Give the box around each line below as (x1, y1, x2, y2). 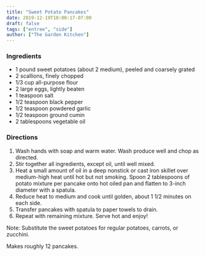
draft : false (6, 20, 40, 26)
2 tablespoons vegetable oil (15, 118, 86, 126)
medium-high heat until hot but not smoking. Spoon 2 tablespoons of (15, 173, 190, 181)
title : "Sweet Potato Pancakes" (6, 9, 89, 15)
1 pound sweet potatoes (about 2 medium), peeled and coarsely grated (15, 66, 195, 73)
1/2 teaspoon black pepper (15, 99, 83, 106)
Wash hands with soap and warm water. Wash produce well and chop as (15, 147, 199, 154)
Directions (6, 133, 38, 141)
